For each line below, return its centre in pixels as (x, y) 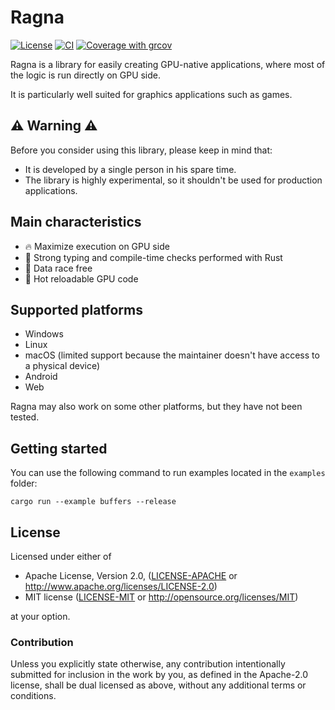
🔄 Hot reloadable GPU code (81, 278)
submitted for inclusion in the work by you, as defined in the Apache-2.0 (159, 675)
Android (41, 377)
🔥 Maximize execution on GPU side (97, 246)
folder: (24, 483)
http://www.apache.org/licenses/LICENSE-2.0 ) (121, 586)
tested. (25, 417)
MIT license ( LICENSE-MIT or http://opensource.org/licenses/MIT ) (161, 597)
